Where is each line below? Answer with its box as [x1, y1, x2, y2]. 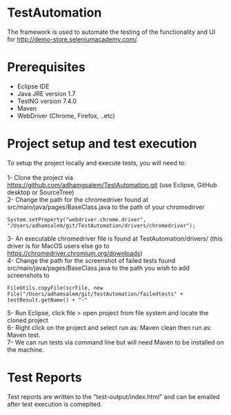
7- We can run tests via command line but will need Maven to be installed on [7, 338, 224, 347]
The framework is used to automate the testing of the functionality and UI [7, 28, 216, 36]
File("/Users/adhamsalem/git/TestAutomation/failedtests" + [7, 290, 184, 297]
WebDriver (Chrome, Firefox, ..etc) [17, 111, 115, 120]
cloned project [7, 316, 48, 324]
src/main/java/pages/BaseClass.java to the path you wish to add [7, 264, 190, 272]
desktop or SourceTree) [7, 188, 74, 196]
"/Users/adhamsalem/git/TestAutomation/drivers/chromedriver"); [7, 222, 196, 229]
